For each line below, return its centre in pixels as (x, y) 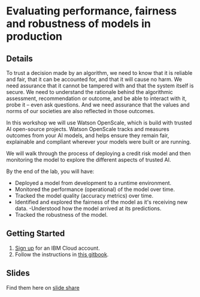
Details (19, 58)
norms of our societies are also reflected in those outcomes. (81, 111)
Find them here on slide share (43, 287)
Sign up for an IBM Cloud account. (57, 248)
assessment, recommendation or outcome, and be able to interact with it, (96, 98)
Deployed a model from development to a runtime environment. (93, 183)
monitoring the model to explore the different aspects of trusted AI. (89, 160)
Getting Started (36, 234)
